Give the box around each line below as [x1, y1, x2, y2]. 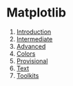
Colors [16, 50, 36, 58]
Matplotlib [6, 5, 67, 21]
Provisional [16, 56, 48, 65]
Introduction [16, 28, 52, 36]
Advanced [16, 42, 46, 50]
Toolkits [16, 71, 39, 80]
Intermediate [16, 34, 53, 43]
